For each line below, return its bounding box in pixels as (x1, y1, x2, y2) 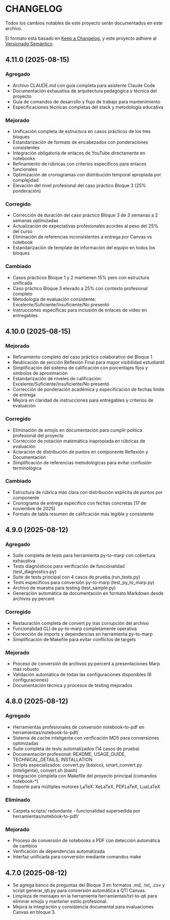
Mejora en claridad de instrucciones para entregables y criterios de (12, 397, 154, 403)
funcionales (12, 166, 38, 172)
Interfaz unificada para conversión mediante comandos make (12, 854, 141, 860)
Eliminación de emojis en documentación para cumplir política (12, 427, 143, 433)
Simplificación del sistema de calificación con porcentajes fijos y (12, 365, 148, 371)
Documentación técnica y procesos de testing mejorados (12, 682, 133, 689)
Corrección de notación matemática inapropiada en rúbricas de (12, 438, 146, 444)
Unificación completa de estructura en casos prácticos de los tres (12, 128, 151, 134)
